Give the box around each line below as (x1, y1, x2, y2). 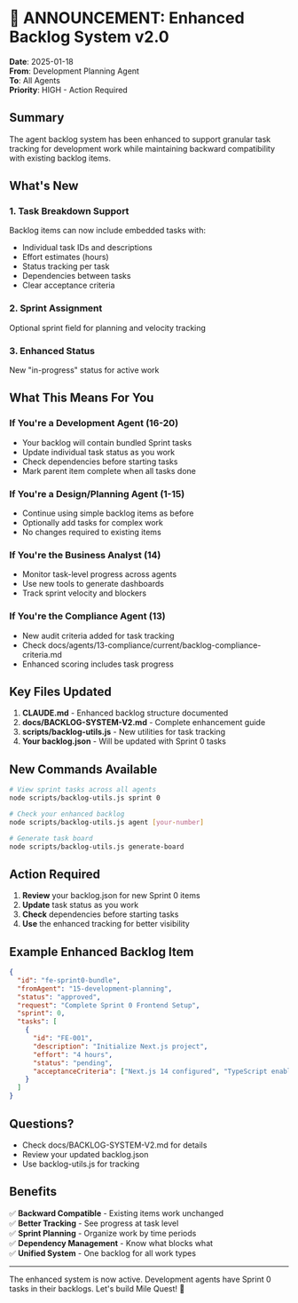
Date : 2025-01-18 (9, 56, 74, 67)
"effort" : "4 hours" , (32, 1050, 114, 1059)
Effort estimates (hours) (21, 252, 109, 263)
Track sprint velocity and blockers (21, 588, 147, 598)
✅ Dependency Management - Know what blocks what (9, 1237, 214, 1248)
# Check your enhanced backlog (9, 809, 125, 818)
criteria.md (21, 649, 62, 659)
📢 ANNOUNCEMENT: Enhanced (9, 8, 246, 28)
